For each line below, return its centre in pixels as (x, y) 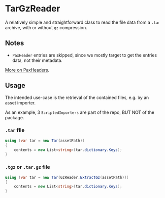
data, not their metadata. (37, 60)
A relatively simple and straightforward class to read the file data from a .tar (83, 22)
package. (15, 117)
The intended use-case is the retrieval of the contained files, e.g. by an (77, 98)
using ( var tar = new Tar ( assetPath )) (45, 141)
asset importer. (20, 102)
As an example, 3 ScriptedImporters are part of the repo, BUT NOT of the (80, 112)
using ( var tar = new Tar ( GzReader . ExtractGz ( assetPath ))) (67, 177)
